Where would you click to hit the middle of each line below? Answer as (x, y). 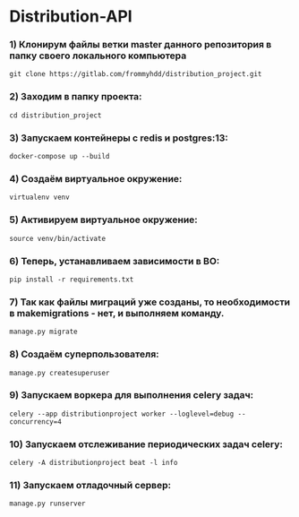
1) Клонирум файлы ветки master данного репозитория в (141, 45)
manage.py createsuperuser (60, 373)
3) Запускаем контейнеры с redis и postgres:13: (119, 138)
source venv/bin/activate (57, 238)
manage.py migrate (43, 332)
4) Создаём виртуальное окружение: (96, 179)
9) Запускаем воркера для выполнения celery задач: (132, 395)
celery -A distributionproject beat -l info (94, 463)
